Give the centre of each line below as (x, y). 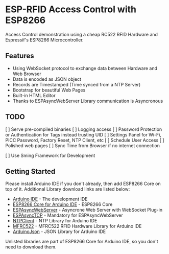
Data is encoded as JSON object (47, 79)
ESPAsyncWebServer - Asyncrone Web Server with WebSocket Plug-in (87, 210)
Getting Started (30, 171)
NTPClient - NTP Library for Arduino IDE (55, 221)
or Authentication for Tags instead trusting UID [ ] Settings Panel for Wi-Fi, (83, 134)
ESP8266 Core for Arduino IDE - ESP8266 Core (63, 204)
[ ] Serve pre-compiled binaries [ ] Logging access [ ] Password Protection (84, 129)
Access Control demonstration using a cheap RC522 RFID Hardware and (82, 34)
